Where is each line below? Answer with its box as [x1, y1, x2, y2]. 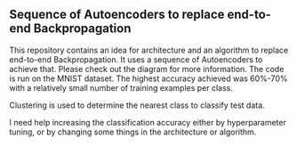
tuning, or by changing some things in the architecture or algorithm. [9, 126, 257, 137]
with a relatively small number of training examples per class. [9, 82, 234, 93]
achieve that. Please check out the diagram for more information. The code [9, 63, 285, 74]
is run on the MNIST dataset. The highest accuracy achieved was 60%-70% [9, 73, 288, 84]
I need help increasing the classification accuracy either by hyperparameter [9, 117, 286, 127]
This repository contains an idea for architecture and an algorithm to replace [9, 45, 289, 55]
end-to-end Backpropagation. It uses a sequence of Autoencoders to [9, 53, 263, 65]
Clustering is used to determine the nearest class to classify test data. [9, 100, 265, 110]
